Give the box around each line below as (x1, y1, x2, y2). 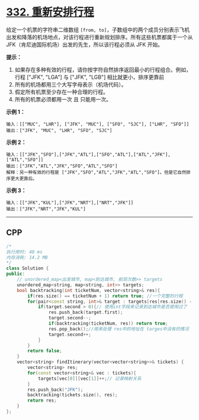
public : (6, 271, 25, 277)
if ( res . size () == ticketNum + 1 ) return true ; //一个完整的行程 (27, 293, 184, 299)
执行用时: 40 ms (6, 249, 43, 255)
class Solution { (6, 265, 49, 271)
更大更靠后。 (10, 175, 37, 181)
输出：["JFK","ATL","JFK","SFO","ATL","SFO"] (6, 163, 118, 169)
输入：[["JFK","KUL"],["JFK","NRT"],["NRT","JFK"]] (6, 200, 134, 206)
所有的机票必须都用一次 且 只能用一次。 (14, 95, 111, 102)
